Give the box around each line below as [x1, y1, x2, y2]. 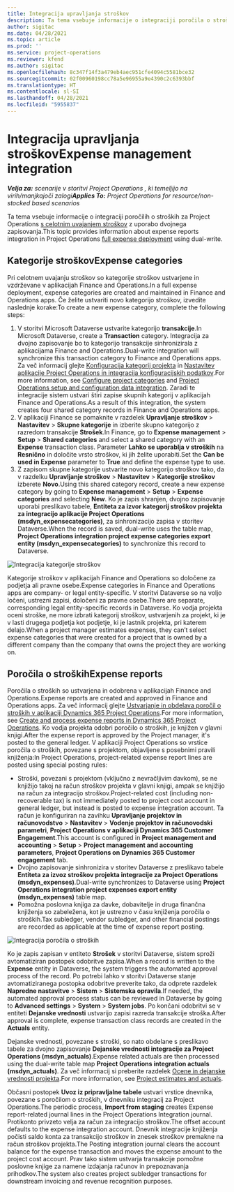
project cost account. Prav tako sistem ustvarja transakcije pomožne [7, 1155, 204, 1163]
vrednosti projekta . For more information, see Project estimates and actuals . [7, 1075, 224, 1083]
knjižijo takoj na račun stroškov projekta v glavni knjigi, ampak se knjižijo [17, 781, 225, 790]
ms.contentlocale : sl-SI [7, 88, 79, 95]
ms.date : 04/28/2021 [7, 29, 68, 37]
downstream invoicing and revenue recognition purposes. [7, 1177, 173, 1186]
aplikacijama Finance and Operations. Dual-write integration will [17, 346, 199, 355]
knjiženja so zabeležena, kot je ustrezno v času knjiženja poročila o [17, 908, 210, 916]
